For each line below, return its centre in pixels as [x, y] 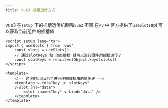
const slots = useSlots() [42, 50]
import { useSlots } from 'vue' [39, 45]
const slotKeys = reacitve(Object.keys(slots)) [65, 60]
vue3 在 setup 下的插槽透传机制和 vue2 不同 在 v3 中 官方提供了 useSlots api [81, 25]
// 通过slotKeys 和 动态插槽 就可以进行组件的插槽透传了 [68, 55]
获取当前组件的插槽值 [32, 31]
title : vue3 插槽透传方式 [30, 10]
